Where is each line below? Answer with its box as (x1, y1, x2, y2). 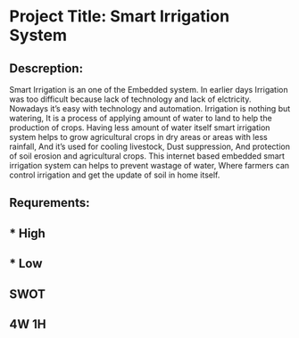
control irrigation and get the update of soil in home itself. (9, 169, 220, 180)
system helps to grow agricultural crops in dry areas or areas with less (9, 132, 268, 142)
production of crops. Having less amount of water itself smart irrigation (9, 122, 270, 133)
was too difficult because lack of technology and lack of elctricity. (9, 94, 252, 104)
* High (9, 226, 46, 241)
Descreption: (9, 61, 83, 76)
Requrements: (9, 195, 90, 210)
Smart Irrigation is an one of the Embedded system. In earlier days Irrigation (9, 85, 288, 95)
